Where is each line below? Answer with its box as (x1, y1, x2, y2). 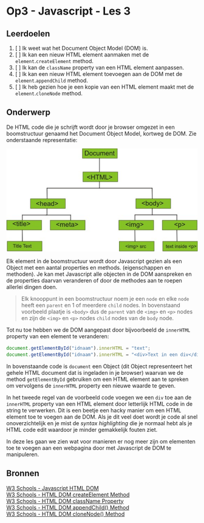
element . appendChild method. (15, 77, 88, 84)
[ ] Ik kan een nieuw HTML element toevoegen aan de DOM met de (15, 70, 183, 77)
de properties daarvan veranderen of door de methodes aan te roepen (6, 277, 182, 284)
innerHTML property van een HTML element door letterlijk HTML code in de (6, 400, 193, 408)
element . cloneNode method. (15, 90, 83, 97)
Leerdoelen (6, 29, 50, 39)
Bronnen (6, 468, 39, 479)
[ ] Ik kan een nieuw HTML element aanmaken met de (15, 51, 149, 58)
